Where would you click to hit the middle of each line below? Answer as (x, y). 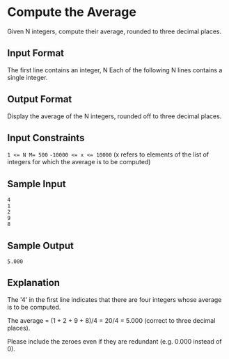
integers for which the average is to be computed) (79, 162)
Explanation (34, 283)
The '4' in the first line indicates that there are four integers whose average (114, 299)
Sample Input (37, 184)
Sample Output (41, 245)
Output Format (40, 99)
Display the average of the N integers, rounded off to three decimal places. (114, 116)
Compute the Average (72, 12)
